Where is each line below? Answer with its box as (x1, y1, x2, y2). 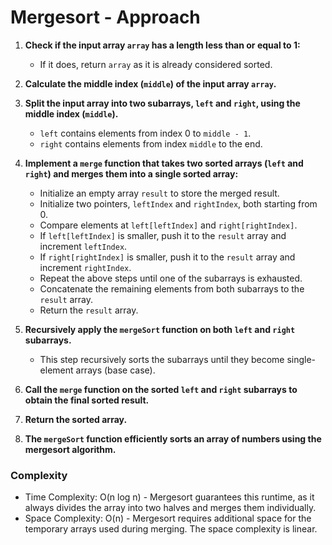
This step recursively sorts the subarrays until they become (39, 353, 285, 365)
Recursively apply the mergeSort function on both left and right (24, 323, 296, 335)
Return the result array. (39, 304, 139, 316)
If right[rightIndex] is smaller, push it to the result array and (39, 251, 296, 263)
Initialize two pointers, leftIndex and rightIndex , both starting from (39, 197, 318, 210)
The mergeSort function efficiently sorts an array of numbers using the (24, 432, 322, 445)
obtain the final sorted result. (24, 394, 150, 406)
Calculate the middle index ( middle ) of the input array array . (24, 77, 277, 90)
